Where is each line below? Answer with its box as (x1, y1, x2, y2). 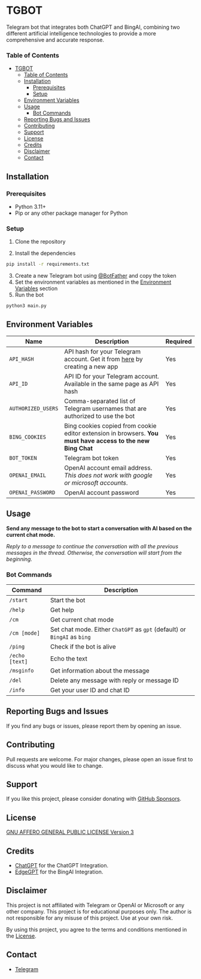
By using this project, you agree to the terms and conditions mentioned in (6, 926, 187, 933)
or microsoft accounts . (63, 478, 128, 487)
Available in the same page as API (63, 379, 159, 388)
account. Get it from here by (63, 355, 143, 363)
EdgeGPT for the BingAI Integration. (14, 868, 103, 875)
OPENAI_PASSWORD (9, 489, 56, 495)
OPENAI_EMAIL (9, 472, 47, 479)
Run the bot (14, 292, 44, 299)
